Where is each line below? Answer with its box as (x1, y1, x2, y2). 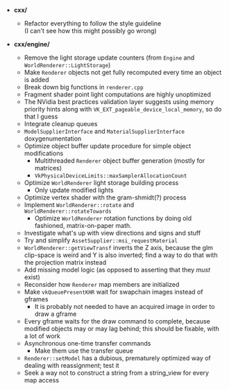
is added (24, 76, 50, 84)
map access (24, 376, 60, 384)
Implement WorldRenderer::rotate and (24, 201, 134, 209)
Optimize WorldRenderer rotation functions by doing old (34, 214, 192, 222)
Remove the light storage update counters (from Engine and (24, 53, 195, 62)
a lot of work (24, 332, 60, 340)
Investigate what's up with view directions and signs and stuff (24, 229, 201, 237)
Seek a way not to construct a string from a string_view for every (24, 369, 210, 377)
